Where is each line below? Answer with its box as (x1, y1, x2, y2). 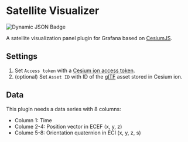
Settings (6, 51, 38, 62)
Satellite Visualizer (6, 4, 100, 17)
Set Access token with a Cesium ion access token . (14, 67, 135, 74)
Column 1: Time (14, 116, 53, 123)
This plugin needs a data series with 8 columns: (6, 105, 121, 112)
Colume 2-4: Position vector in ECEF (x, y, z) (14, 123, 122, 130)
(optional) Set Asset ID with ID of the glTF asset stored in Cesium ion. (14, 73, 183, 80)
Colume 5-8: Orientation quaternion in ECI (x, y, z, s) (14, 129, 141, 136)
